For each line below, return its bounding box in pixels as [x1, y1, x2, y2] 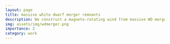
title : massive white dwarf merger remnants [5, 12, 101, 17]
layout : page [5, 7, 33, 13]
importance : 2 [5, 26, 35, 31]
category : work [5, 31, 37, 36]
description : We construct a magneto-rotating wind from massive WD [5, 17, 153, 22]
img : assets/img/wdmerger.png [5, 21, 69, 27]
